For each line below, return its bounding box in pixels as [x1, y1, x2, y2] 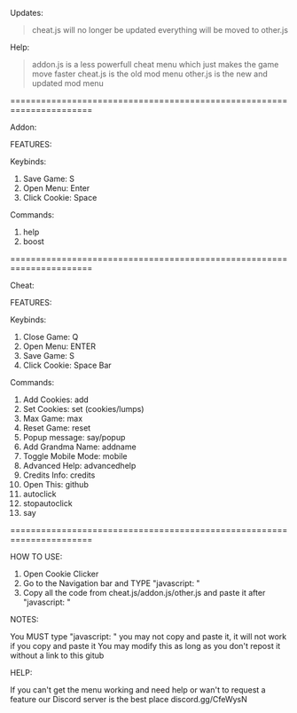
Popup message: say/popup [22, 432, 126, 442]
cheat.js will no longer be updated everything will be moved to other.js [31, 25, 289, 35]
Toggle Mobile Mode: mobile [22, 451, 128, 461]
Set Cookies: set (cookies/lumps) [22, 404, 145, 414]
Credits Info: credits [22, 470, 96, 480]
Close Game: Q [22, 332, 79, 342]
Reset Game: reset [22, 423, 91, 433]
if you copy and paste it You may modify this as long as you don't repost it [10, 641, 281, 651]
